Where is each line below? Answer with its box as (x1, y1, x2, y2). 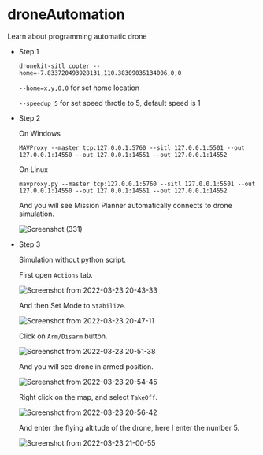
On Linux (18, 164, 49, 174)
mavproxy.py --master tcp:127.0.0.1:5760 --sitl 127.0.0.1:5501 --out (18, 180, 256, 188)
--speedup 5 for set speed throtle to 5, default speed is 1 (18, 98, 201, 107)
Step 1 (18, 47, 39, 56)
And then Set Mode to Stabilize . (18, 300, 127, 310)
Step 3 (18, 239, 41, 249)
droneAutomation (7, 6, 125, 24)
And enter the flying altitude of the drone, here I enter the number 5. (18, 423, 240, 432)
